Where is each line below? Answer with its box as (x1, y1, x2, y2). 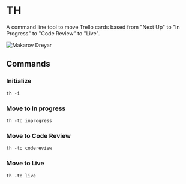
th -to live (6, 173, 36, 179)
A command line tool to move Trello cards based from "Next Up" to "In (6, 23, 180, 31)
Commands (6, 59, 51, 69)
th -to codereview (6, 145, 52, 152)
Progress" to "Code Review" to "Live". (6, 29, 100, 37)
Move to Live (6, 159, 44, 168)
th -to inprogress (6, 117, 52, 123)
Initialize (6, 77, 32, 85)
